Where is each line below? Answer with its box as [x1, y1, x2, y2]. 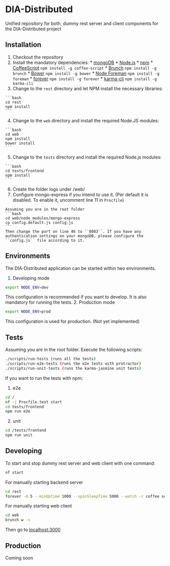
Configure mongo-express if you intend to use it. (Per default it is [12, 192, 148, 198]
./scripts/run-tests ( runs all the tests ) [5, 357, 96, 362]
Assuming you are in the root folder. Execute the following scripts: [5, 347, 143, 353]
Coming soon [5, 555, 33, 561]
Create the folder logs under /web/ [12, 186, 85, 192]
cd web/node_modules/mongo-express [5, 215, 80, 221]
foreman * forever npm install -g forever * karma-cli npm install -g [12, 75, 157, 82]
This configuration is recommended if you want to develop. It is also [5, 294, 147, 300]
